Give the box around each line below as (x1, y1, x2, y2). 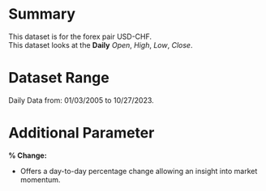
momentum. (19, 175, 61, 185)
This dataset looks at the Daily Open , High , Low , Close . (8, 40, 193, 49)
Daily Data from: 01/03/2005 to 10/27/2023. (8, 95, 154, 105)
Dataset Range (8, 69, 109, 87)
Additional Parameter (8, 124, 155, 142)
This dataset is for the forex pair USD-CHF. (8, 32, 152, 41)
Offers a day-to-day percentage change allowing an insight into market (19, 166, 258, 176)
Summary (8, 5, 75, 23)
